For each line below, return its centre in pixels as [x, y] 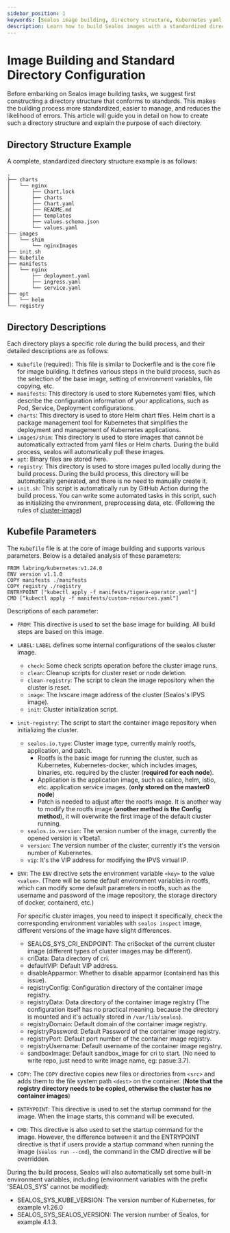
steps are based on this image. [60, 631]
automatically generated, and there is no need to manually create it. [112, 481]
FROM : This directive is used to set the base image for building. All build [116, 624]
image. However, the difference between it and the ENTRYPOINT [108, 1137]
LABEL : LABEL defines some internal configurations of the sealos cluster [116, 645]
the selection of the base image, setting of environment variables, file [115, 378]
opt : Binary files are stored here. [62, 459]
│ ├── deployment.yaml [49, 276]
